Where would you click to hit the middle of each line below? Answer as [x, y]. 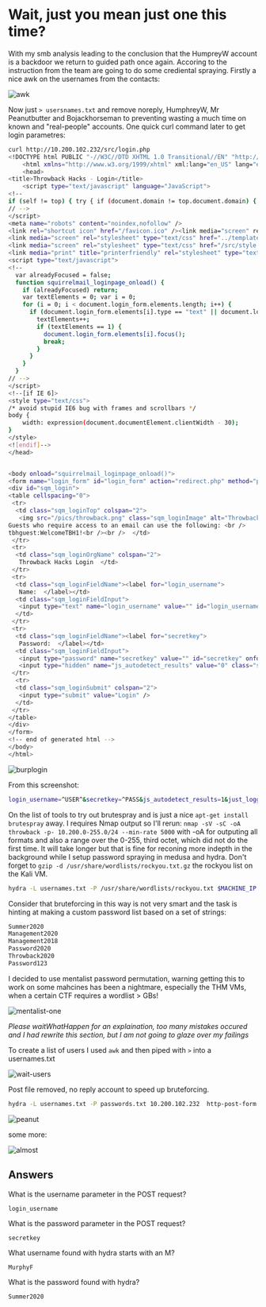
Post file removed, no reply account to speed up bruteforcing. [109, 1089]
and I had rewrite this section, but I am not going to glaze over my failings [129, 1034]
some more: [28, 1135]
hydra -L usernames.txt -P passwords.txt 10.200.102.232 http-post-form [133, 1104]
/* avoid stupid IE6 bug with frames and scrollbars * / [102, 408]
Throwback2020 [32, 956]
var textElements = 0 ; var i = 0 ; [79, 297]
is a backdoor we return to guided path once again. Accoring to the [118, 62]
